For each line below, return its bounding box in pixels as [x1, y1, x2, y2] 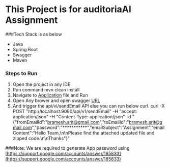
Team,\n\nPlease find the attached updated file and [46, 130, 155, 136]
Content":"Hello [12, 130, 46, 136]
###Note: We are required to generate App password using [5, 145, 130, 151]
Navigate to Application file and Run [12, 92, 88, 98]
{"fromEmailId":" [12, 119, 47, 125]
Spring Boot [12, 46, 38, 52]
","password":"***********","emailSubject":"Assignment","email [32, 124, 165, 130]
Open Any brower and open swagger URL [12, 97, 100, 104]
